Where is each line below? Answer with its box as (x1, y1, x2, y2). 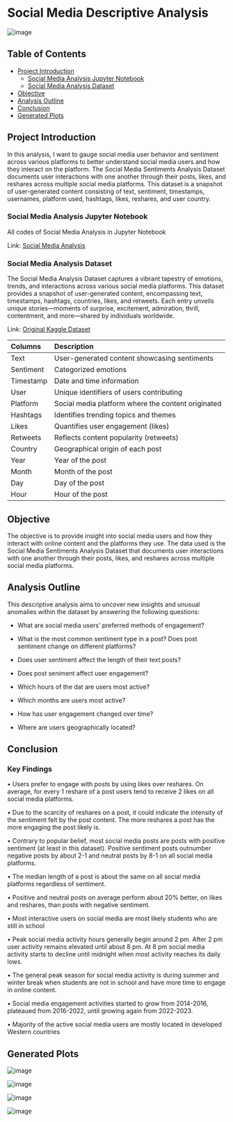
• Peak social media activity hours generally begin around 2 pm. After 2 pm (7, 935, 223, 943)
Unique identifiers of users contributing (54, 387, 183, 397)
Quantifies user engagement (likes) (54, 421, 170, 431)
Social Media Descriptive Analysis (7, 5, 209, 21)
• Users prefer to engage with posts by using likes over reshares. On (7, 780, 204, 788)
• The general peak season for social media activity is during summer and (7, 971, 219, 980)
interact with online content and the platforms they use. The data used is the (7, 539, 226, 547)
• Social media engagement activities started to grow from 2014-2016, (7, 999, 209, 1008)
